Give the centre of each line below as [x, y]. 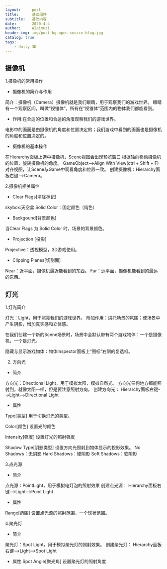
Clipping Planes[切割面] [37, 260]
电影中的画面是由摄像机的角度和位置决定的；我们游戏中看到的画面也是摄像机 [83, 129]
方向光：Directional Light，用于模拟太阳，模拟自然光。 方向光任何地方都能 [81, 383]
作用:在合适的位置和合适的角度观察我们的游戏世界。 [65, 119]
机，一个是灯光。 [23, 341]
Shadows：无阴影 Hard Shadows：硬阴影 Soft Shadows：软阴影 [71, 454]
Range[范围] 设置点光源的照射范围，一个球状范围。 [57, 513]
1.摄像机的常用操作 [24, 81]
